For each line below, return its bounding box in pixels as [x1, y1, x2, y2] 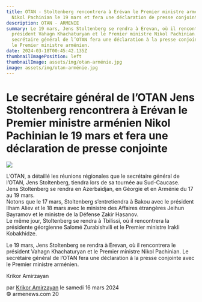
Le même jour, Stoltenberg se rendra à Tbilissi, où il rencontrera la [6, 217, 170, 225]
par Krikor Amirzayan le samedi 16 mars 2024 [6, 284, 119, 291]
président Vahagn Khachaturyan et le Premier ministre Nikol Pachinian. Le [6, 248, 189, 255]
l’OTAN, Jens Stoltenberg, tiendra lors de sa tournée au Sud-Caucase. [6, 179, 180, 186]
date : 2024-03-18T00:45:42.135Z [6, 48, 87, 54]
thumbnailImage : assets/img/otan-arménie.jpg [6, 59, 122, 65]
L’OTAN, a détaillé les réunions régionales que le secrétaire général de [6, 172, 180, 180]
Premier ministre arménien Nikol [6, 116, 171, 130]
